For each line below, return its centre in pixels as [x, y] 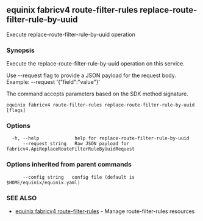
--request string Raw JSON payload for [76, 144]
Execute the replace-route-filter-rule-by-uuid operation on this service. [95, 64]
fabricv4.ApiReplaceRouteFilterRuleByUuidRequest [71, 149]
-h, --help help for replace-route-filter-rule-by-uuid [101, 138]
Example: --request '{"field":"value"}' [53, 82]
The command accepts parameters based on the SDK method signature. [98, 94]
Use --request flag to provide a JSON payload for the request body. [91, 75]
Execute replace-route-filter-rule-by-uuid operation [71, 34]
